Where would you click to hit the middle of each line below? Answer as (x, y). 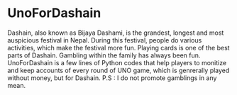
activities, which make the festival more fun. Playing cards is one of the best (118, 47)
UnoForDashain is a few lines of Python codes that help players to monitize (117, 62)
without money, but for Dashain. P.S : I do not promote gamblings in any (112, 78)
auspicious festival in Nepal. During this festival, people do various (105, 40)
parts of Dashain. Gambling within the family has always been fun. (104, 55)
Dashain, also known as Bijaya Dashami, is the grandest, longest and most (116, 33)
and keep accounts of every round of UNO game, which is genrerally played (118, 70)
